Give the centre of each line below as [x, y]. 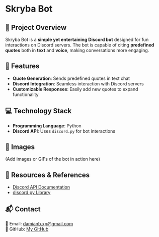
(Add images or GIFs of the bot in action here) [53, 159]
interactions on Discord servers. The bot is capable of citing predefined [80, 45]
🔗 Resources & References [47, 175]
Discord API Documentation [41, 187]
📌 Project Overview [36, 28]
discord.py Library [31, 193]
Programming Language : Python [47, 126]
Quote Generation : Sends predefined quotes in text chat [71, 78]
